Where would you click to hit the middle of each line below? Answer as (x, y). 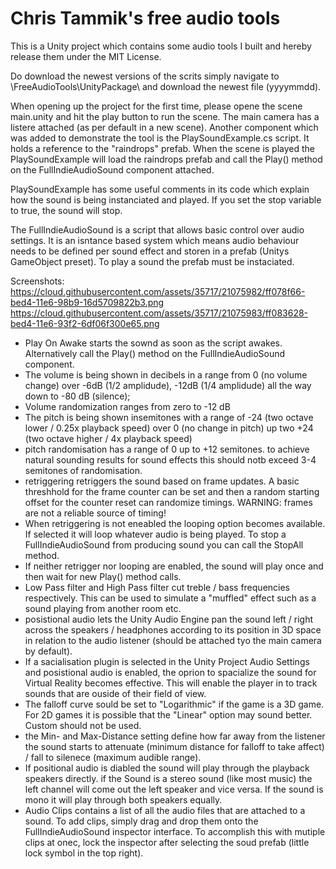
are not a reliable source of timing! (95, 513)
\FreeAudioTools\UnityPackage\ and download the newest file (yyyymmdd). (166, 86)
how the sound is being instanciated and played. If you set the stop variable (166, 199)
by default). (48, 651)
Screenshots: (37, 281)
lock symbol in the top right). (84, 853)
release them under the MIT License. (86, 56)
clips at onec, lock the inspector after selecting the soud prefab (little (167, 842)
